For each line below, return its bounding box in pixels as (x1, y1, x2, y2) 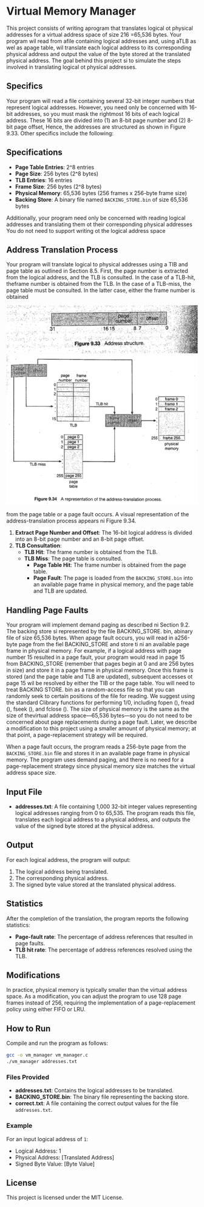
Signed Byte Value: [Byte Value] (15, 1160, 95, 1167)
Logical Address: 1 (15, 1147, 61, 1155)
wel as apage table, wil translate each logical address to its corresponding (6, 44, 192, 51)
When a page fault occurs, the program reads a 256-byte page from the (6, 743, 186, 750)
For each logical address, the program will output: (6, 856, 131, 863)
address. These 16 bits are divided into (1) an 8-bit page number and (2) (6, 116, 186, 124)
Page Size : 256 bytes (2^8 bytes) (15, 169, 99, 177)
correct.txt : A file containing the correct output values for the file (15, 1100, 178, 1107)
